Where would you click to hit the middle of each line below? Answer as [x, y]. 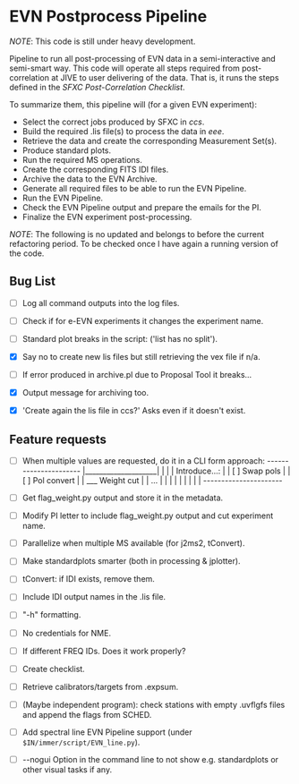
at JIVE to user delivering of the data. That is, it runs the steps [165, 77]
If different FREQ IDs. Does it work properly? [104, 651]
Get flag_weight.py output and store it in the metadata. [123, 498]
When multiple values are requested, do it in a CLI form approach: [144, 461]
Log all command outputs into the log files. [101, 303]
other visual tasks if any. [67, 769]
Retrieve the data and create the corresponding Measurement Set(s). [149, 141]
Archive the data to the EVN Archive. [90, 179]
